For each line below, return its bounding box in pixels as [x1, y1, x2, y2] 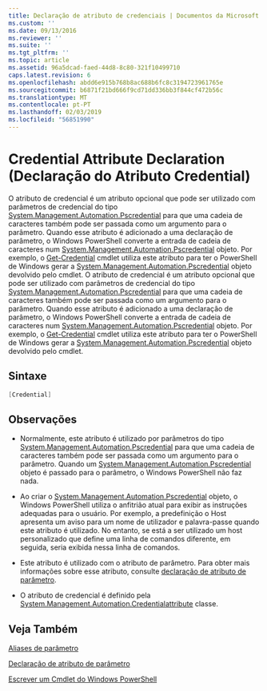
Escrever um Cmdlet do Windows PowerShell [8, 674, 157, 684]
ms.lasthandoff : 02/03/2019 [8, 109, 102, 117]
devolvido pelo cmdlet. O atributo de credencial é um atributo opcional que [8, 269, 256, 280]
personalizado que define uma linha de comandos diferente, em [19, 534, 231, 544]
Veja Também [8, 622, 78, 636]
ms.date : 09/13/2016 [8, 26, 78, 34]
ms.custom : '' [8, 19, 56, 27]
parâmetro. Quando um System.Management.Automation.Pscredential [19, 459, 252, 469]
